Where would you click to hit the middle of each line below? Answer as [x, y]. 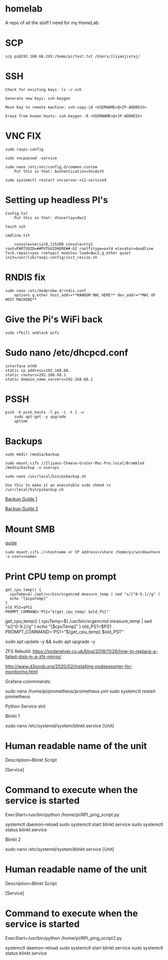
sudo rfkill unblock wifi [32, 333]
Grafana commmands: [28, 682]
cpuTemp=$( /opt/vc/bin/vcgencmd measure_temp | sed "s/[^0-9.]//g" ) [85, 594]
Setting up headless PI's [57, 200]
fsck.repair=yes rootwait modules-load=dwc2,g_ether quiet [68, 253]
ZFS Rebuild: [18, 651]
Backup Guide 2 [22, 509]
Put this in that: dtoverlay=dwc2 [50, 218]
